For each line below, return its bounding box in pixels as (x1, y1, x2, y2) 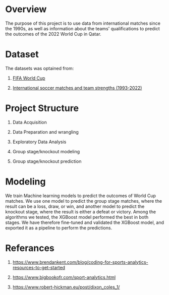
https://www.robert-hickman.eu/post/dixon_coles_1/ (12, 284, 120, 290)
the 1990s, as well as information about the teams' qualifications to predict (5, 25, 160, 31)
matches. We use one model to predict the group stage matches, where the (5, 198, 162, 204)
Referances (5, 242, 54, 254)
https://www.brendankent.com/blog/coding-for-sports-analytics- (12, 259, 148, 265)
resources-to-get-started (12, 264, 66, 270)
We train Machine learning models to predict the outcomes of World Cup (5, 193, 156, 199)
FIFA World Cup (12, 75, 45, 81)
